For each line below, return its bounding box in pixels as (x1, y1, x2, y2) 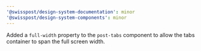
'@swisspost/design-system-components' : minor (6, 15, 127, 21)
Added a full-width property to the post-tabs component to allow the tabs (6, 31, 196, 38)
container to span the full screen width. (6, 38, 105, 45)
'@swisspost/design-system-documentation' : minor (6, 8, 136, 15)
